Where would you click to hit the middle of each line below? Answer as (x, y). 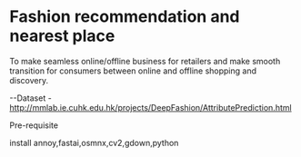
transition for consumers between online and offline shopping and (133, 71)
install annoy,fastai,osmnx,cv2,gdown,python (94, 142)
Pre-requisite (34, 125)
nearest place (62, 36)
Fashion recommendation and (125, 17)
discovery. (29, 80)
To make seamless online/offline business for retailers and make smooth (145, 61)
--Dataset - (30, 98)
